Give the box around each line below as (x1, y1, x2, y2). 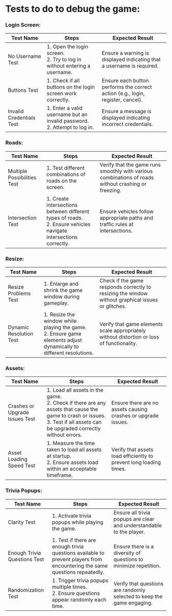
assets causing (111, 406, 147, 413)
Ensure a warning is (101, 50, 149, 57)
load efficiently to (111, 453, 154, 460)
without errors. (47, 431, 82, 438)
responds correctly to (99, 284, 152, 291)
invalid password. (47, 117, 89, 124)
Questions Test (8, 556, 45, 563)
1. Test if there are (52, 536, 96, 543)
